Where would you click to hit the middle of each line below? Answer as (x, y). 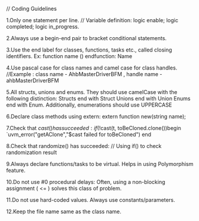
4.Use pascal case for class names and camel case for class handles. (92, 68)
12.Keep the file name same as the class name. (64, 211)
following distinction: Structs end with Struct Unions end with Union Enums (98, 99)
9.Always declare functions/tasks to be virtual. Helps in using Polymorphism (100, 164)
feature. (16, 170)
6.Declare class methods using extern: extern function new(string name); (96, 116)
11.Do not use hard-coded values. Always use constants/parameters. (91, 200)
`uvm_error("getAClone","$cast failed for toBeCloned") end (79, 134)
